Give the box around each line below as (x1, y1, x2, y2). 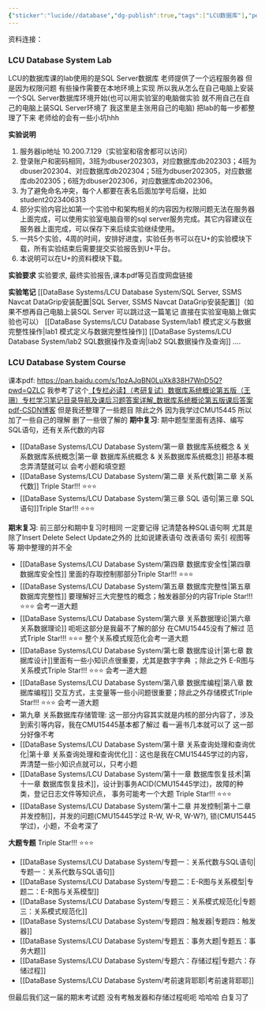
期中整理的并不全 (17, 543, 73, 552)
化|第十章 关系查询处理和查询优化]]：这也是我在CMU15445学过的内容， (19, 750, 252, 759)
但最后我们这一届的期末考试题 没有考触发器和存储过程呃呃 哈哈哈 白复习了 (8, 992, 249, 1002)
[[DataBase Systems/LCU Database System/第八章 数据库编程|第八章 (19, 678, 244, 687)
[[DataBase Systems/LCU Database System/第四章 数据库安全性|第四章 (19, 559, 251, 569)
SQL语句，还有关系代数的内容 (8, 425, 105, 435)
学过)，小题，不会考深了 (19, 821, 99, 830)
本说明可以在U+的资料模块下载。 (19, 254, 127, 263)
